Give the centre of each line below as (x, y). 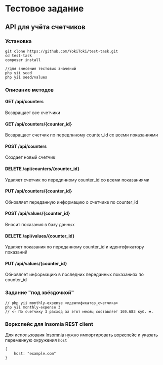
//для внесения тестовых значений (41, 68)
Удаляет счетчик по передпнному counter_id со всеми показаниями (77, 180)
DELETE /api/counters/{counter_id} (42, 169)
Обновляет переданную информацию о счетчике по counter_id (72, 202)
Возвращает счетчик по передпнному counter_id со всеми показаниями (81, 135)
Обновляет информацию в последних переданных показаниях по (75, 274)
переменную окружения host (36, 340)
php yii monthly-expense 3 (33, 307)
